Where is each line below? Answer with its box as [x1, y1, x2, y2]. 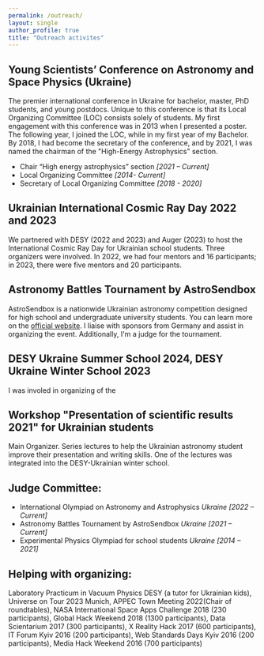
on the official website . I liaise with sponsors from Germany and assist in [8, 321, 244, 330]
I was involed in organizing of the [8, 385, 116, 395]
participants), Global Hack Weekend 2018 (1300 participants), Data [8, 613, 226, 623]
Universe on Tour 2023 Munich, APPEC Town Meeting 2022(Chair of [8, 596, 232, 605]
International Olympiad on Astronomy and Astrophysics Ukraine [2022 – [19, 503, 255, 512]
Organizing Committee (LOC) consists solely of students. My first [8, 113, 221, 123]
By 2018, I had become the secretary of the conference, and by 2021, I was [8, 138, 253, 148]
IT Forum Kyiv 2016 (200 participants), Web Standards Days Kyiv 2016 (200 [8, 630, 255, 639]
